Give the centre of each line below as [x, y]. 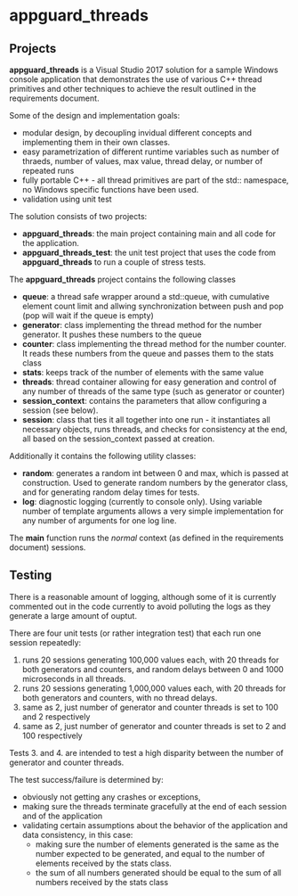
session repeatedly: [45, 642]
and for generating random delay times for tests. [111, 492]
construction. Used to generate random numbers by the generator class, [155, 483]
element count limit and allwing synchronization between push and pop [153, 306]
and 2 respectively [56, 716]
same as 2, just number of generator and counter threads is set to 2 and [154, 726]
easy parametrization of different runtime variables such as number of [151, 152]
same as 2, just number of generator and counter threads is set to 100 [150, 707]
